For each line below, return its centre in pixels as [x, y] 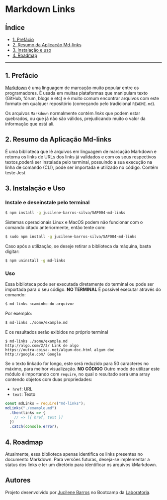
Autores [18, 480]
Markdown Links [40, 9]
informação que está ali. [30, 124]
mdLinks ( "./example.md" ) [31, 408]
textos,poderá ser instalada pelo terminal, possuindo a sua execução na [79, 162]
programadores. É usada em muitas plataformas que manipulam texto [77, 93]
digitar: [12, 251]
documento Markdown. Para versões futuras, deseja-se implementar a [78, 460]
